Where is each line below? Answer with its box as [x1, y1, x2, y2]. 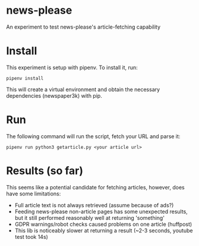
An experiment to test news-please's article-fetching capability [6, 23, 161, 30]
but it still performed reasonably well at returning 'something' [14, 214, 165, 221]
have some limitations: [6, 190, 61, 197]
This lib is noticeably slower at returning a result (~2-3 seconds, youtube [14, 227, 193, 234]
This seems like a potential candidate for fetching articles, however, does [6, 183, 185, 191]
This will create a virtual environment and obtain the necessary [6, 86, 160, 93]
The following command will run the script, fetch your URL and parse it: [6, 132, 181, 140]
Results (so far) [6, 164, 84, 178]
